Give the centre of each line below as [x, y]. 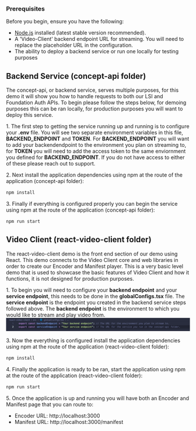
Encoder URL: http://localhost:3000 [57, 416]
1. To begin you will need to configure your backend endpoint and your [92, 290]
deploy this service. [30, 115]
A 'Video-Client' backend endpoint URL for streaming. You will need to [99, 39]
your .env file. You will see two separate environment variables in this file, [95, 133]
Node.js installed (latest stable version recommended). [80, 33]
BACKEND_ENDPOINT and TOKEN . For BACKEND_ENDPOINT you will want [98, 139]
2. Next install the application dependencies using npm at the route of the [94, 175]
